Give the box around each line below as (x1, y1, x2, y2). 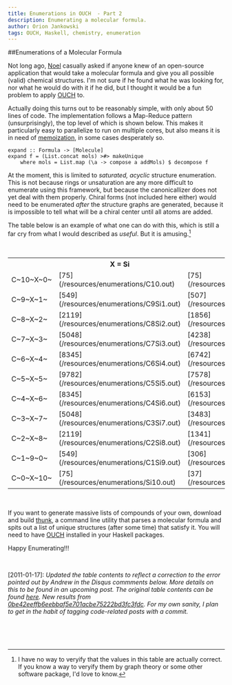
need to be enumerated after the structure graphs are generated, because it (8, 201, 224, 209)
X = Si (109, 259, 130, 269)
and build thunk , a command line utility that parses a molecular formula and (8, 515, 222, 524)
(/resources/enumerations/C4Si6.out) (59, 398, 181, 408)
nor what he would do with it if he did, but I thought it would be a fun (8, 83, 202, 92)
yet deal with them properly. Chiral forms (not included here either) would (8, 193, 216, 201)
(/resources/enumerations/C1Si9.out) (59, 457, 181, 467)
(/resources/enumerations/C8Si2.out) (59, 319, 181, 328)
